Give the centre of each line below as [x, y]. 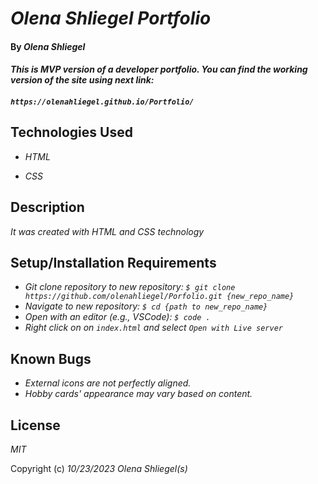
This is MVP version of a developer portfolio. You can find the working [159, 69]
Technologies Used [71, 132]
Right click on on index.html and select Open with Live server [153, 328]
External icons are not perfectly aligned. [108, 383]
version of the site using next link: [82, 80]
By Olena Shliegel [48, 46]
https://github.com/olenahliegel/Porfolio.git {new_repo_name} [159, 297]
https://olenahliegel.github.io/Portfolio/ [102, 102]
